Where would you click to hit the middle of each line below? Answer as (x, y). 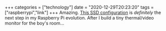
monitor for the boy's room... (34, 23)
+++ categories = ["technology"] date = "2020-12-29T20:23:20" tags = (79, 7)
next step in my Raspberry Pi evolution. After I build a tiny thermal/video (79, 18)
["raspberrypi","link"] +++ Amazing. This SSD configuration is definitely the (83, 12)
